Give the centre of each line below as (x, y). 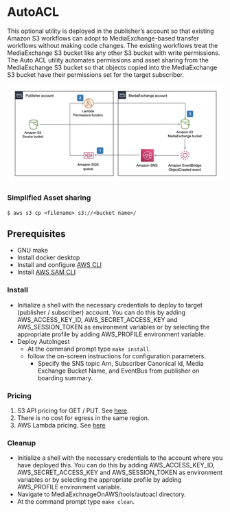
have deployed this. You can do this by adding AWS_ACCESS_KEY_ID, (116, 465)
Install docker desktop (48, 257)
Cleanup (22, 443)
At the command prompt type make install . (89, 349)
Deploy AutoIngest (43, 341)
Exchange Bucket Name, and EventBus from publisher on (118, 371)
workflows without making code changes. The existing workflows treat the (113, 45)
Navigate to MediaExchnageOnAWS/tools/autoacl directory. (102, 494)
